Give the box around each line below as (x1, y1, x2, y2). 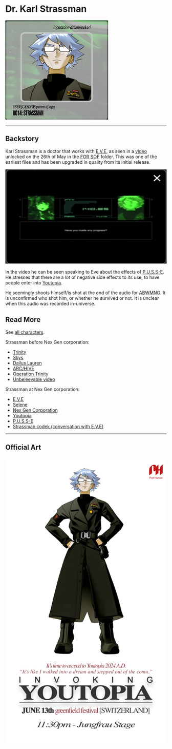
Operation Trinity (12, 371, 49, 377)
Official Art (5, 443, 41, 452)
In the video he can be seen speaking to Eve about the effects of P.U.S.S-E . (5, 269, 165, 275)
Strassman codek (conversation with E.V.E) (12, 423, 104, 429)
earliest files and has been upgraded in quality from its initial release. (5, 159, 151, 165)
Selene (12, 401, 28, 408)
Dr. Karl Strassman (5, 3, 87, 15)
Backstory (5, 135, 39, 143)
